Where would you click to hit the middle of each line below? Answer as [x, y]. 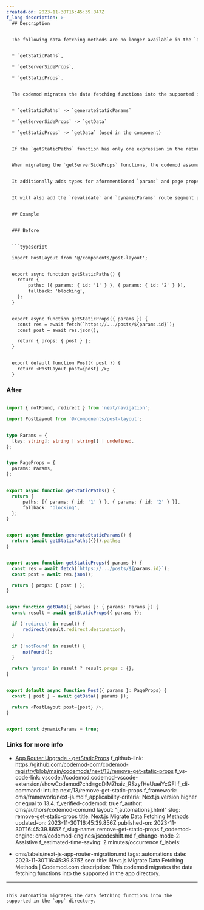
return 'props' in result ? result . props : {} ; [73, 668]
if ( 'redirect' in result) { [49, 624]
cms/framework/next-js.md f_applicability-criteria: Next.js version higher [106, 797]
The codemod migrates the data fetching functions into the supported [103, 94]
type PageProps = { [31, 463]
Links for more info [35, 745]
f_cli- [183, 784]
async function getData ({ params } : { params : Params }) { [83, 607]
